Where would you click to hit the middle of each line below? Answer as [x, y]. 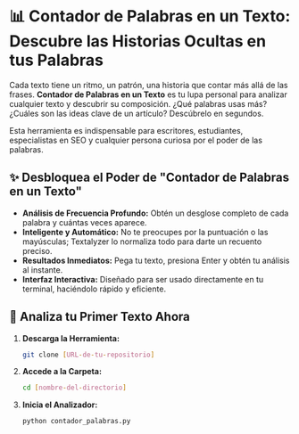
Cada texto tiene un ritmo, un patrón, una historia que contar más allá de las [149, 85]
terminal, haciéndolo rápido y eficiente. [94, 289]
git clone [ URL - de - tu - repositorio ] [88, 355]
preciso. [37, 250]
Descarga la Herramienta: [71, 338]
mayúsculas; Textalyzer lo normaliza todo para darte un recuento [142, 242]
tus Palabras [57, 60]
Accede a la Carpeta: [62, 372]
